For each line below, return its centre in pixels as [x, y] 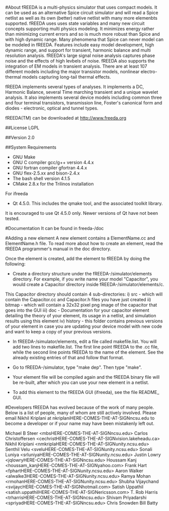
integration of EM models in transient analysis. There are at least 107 [76, 66]
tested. [13, 218]
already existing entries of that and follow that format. [68, 357]
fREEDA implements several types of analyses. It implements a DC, [75, 87]
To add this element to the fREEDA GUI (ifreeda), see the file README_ [86, 392]
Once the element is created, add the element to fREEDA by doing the [78, 259]
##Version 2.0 [20, 137]
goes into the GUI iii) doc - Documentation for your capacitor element [77, 310]
